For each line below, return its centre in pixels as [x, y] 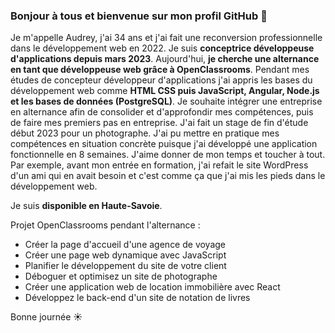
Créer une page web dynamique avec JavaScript [125, 255]
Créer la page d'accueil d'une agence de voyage [125, 245]
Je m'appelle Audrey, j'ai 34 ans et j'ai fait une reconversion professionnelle [166, 38]
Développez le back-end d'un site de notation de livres [137, 298]
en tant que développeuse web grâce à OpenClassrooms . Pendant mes [160, 70]
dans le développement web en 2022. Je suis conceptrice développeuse [162, 48]
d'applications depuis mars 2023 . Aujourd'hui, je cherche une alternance [165, 59]
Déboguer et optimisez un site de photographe [121, 276]
